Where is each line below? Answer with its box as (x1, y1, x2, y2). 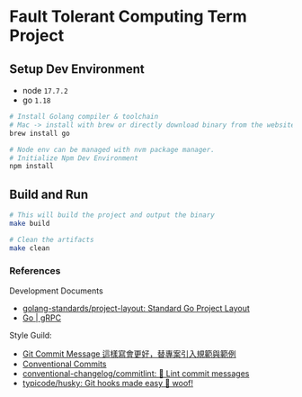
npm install (9, 162, 54, 171)
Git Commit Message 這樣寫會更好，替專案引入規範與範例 (22, 348, 236, 359)
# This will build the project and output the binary (9, 211, 216, 220)
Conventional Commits (22, 358, 107, 369)
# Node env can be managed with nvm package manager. (9, 145, 216, 154)
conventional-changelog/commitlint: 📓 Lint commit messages (22, 367, 250, 379)
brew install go (9, 129, 70, 138)
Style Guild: (9, 329, 52, 340)
